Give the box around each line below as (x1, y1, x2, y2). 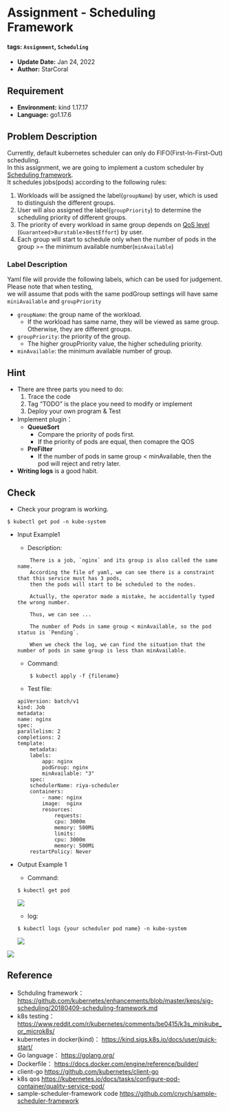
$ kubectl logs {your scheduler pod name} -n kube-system (17, 925, 187, 932)
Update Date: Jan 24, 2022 (17, 58, 96, 66)
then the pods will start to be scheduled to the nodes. (30, 581, 197, 588)
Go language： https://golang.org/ (17, 1050, 115, 1059)
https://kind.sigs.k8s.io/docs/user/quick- (101, 1035, 217, 1043)
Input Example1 (17, 530, 61, 538)
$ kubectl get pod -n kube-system (7, 518, 107, 525)
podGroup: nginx (42, 764, 89, 771)
